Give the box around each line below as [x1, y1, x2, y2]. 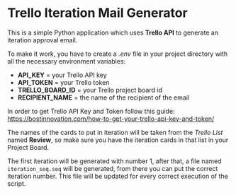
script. [7, 179, 26, 188]
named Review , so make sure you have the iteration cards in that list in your [7, 136, 229, 144]
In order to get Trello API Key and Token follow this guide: [7, 107, 175, 115]
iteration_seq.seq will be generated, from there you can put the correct [7, 164, 218, 172]
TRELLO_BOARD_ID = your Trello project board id [17, 85, 163, 94]
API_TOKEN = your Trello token [17, 78, 110, 86]
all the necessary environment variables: [7, 57, 126, 65]
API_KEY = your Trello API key [17, 71, 108, 79]
